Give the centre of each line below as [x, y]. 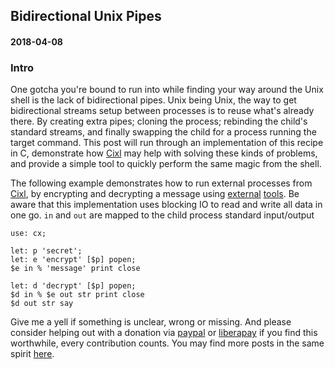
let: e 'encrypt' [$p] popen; [73, 260]
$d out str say [42, 304]
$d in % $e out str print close [77, 295]
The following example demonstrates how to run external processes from [161, 183]
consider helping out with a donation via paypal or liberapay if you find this [164, 333]
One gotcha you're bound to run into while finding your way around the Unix [167, 90]
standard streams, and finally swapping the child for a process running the [163, 132]
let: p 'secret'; [46, 251]
